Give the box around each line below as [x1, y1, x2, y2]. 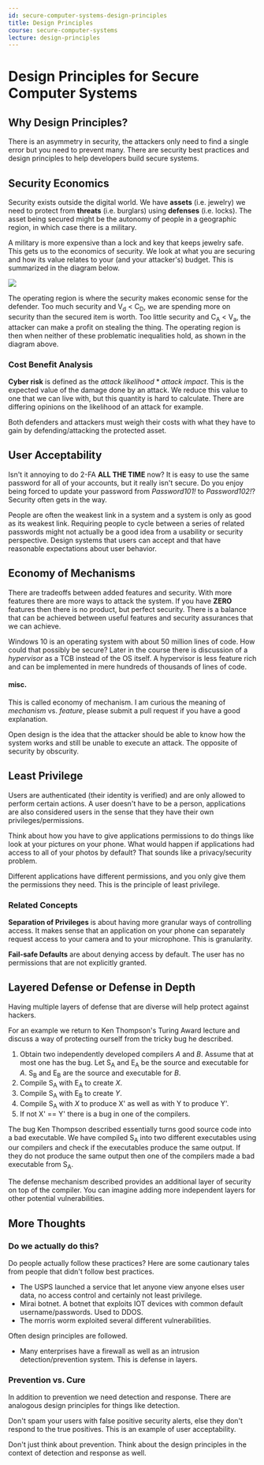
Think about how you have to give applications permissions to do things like [8, 831, 255, 840]
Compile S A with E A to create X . [19, 1078, 123, 1089]
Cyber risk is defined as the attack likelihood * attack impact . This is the [8, 376, 244, 386]
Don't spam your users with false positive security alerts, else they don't [8, 1416, 243, 1425]
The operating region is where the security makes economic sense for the [8, 293, 248, 303]
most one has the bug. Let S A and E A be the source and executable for [19, 1057, 249, 1069]
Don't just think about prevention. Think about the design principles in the [8, 1440, 247, 1449]
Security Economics [8, 176, 110, 190]
